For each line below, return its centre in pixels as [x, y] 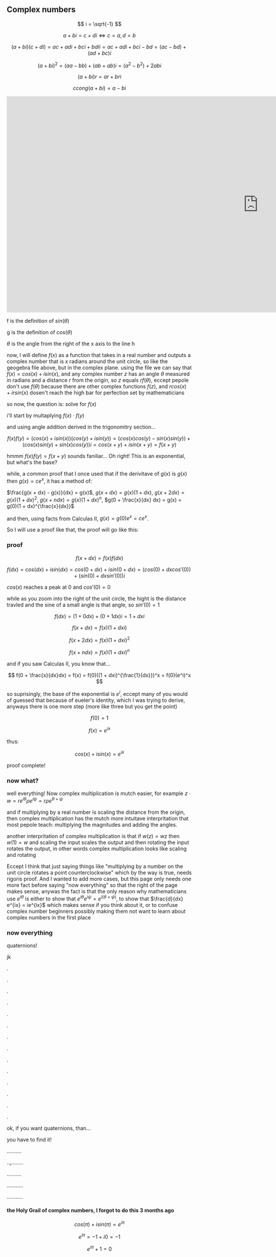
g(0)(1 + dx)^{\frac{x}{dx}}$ [41, 506]
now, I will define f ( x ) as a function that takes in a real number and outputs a [99, 355]
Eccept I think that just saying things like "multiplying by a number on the [95, 866]
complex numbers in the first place [49, 917]
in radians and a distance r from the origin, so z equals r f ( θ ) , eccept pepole [98, 380]
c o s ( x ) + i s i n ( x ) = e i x [99, 754]
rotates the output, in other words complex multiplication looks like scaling [97, 849]
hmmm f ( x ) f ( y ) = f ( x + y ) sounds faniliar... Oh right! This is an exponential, [96, 456]
